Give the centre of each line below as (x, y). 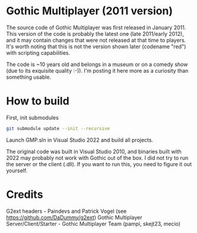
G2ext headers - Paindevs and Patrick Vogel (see (66, 211)
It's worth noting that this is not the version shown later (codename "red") (96, 46)
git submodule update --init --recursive (58, 128)
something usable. (29, 77)
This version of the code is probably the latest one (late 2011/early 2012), (95, 33)
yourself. (17, 170)
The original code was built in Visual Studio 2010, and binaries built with (94, 151)
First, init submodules (33, 117)
